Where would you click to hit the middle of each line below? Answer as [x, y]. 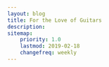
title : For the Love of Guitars [54, 20]
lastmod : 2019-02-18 [50, 46]
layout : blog [26, 14]
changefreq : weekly [49, 53]
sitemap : [20, 33]
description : [26, 27]
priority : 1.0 [40, 40]
